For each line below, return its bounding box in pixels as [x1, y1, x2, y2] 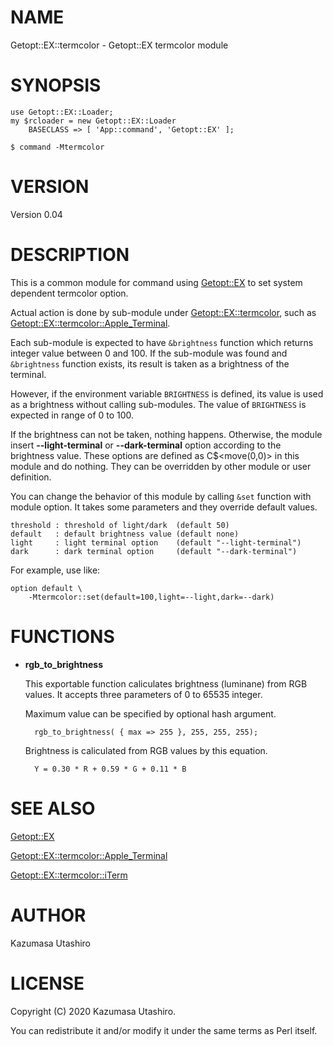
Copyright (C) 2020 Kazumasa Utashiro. [10, 1005, 177, 1017]
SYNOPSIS [10, 74, 102, 97]
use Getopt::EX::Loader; [10, 107, 114, 117]
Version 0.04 [10, 208, 63, 220]
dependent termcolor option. [10, 287, 129, 299]
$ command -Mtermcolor [10, 142, 105, 152]
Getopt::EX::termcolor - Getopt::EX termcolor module [10, 39, 229, 51]
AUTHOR [10, 904, 87, 926]
